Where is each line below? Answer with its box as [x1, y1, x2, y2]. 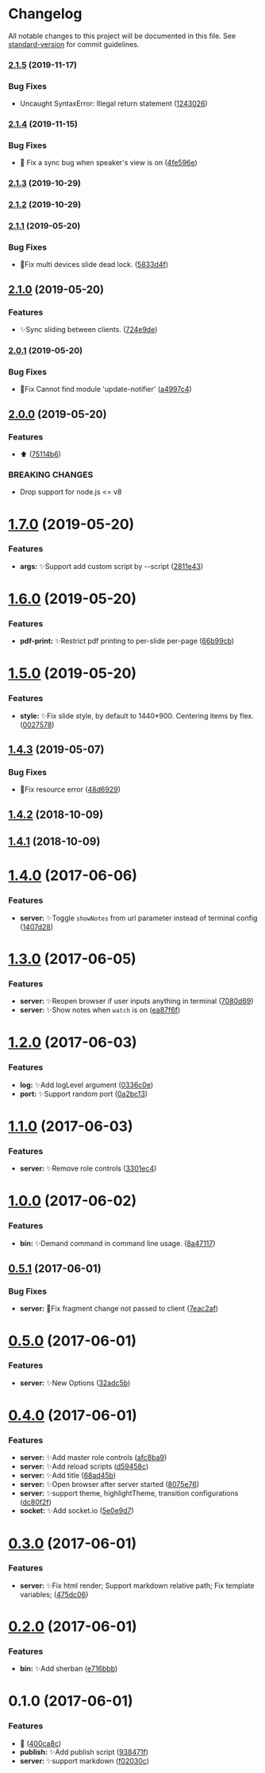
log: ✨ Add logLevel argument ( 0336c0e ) [19, 1080, 154, 1090]
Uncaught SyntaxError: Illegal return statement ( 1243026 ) [19, 99, 208, 108]
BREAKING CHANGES [8, 469, 94, 480]
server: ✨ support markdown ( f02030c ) [19, 1756, 149, 1765]
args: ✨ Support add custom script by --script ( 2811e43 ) [19, 561, 204, 571]
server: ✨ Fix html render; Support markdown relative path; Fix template [19, 1581, 255, 1590]
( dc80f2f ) [19, 1497, 52, 1507]
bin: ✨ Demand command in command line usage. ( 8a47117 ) [19, 1238, 216, 1248]
